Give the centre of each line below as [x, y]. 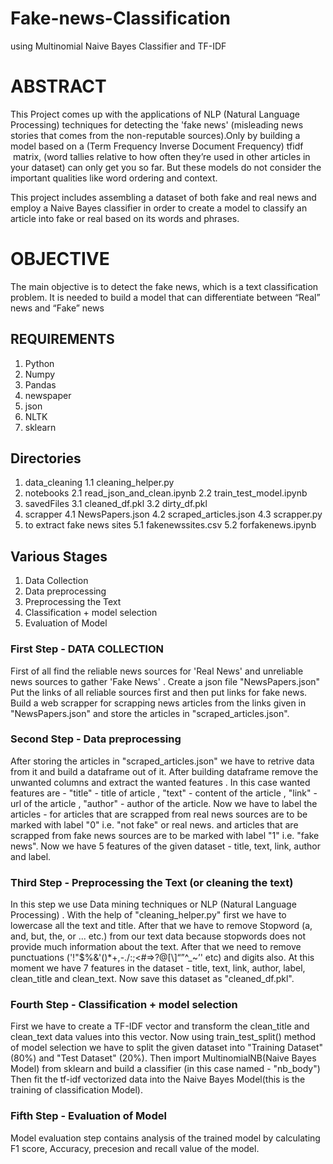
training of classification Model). [76, 1090]
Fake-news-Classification [120, 18]
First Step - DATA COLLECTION [87, 649]
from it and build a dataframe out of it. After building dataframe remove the [164, 771]
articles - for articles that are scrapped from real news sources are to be [159, 814]
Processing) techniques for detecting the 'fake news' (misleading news [157, 124]
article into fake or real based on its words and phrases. [125, 218]
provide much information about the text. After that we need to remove [156, 947]
